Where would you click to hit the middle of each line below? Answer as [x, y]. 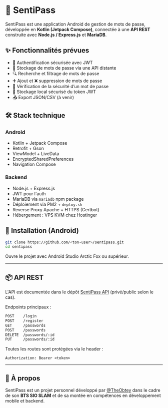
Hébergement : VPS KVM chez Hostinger [55, 215]
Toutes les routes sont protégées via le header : [54, 349]
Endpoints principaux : [28, 307]
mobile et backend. [25, 401]
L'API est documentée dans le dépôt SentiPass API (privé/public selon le [79, 292]
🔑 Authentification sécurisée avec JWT [52, 63]
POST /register [24, 321]
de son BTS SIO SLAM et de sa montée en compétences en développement [83, 395]
